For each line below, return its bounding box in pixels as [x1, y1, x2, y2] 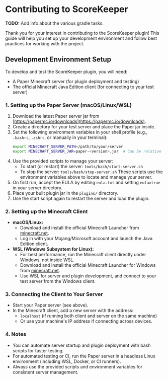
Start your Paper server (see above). [12, 302, 89, 308]
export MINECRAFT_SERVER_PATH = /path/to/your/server [12, 144, 123, 149]
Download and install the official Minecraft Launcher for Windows [20, 262, 156, 268]
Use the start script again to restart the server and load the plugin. [12, 195, 150, 201]
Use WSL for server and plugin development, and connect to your [20, 273, 156, 279]
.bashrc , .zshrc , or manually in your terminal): [12, 134, 108, 140]
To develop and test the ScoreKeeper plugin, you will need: [5, 68, 128, 74]
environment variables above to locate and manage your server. [20, 174, 152, 180]
